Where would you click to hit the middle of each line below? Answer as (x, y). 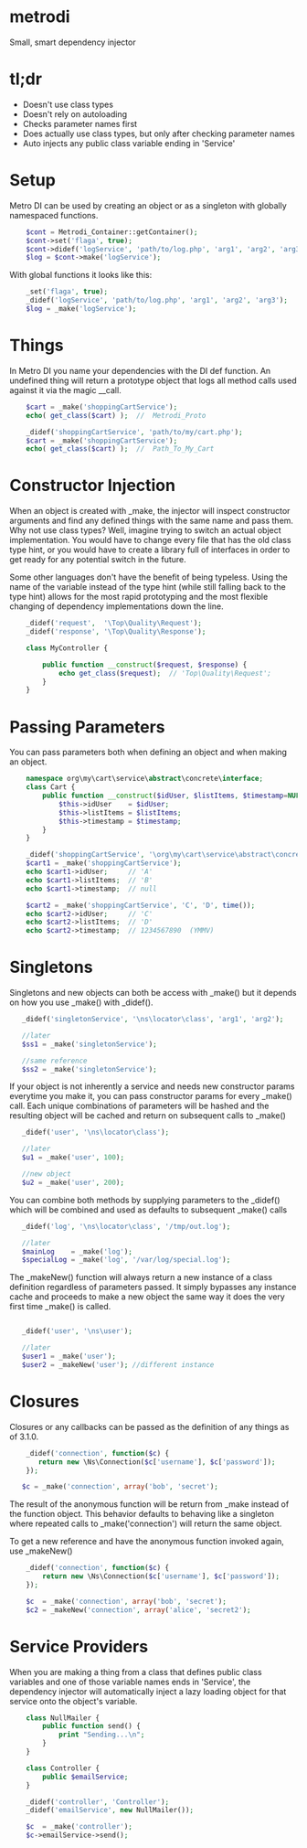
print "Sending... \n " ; (101, 1735)
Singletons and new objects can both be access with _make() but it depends (153, 993)
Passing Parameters (88, 726)
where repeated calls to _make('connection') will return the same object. (146, 1523)
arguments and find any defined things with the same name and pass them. (152, 521)
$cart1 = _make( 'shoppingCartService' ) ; (104, 863)
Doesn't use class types (68, 104)
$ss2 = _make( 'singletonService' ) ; (89, 1069)
